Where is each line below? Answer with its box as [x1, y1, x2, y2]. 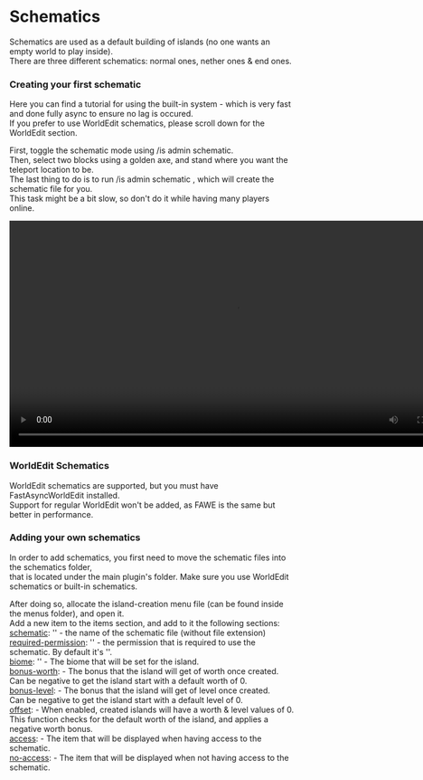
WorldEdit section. [9, 128, 79, 138]
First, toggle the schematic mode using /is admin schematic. [9, 145, 234, 156]
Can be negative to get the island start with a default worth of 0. [9, 675, 248, 686]
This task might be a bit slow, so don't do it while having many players [9, 193, 269, 205]
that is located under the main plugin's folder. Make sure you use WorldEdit [9, 571, 289, 582]
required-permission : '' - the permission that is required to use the [9, 636, 256, 648]
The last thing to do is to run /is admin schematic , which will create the [9, 174, 275, 185]
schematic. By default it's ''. [9, 646, 113, 657]
